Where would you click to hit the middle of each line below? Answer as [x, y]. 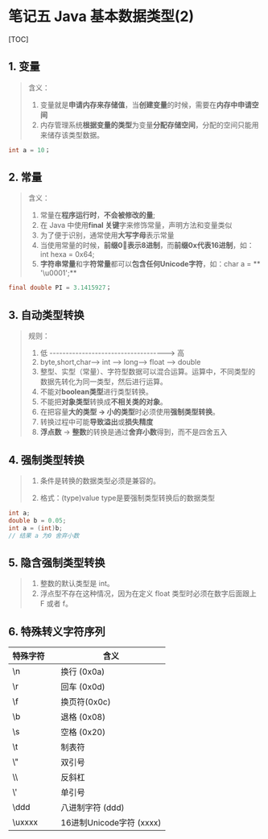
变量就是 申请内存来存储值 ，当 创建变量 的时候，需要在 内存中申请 [146, 105]
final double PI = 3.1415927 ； [60, 288]
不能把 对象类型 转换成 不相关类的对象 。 [103, 402]
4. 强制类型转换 [46, 460]
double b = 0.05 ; [37, 520]
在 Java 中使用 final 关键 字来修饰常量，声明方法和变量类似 [136, 225]
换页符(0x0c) [86, 702]
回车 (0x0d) [83, 687]
